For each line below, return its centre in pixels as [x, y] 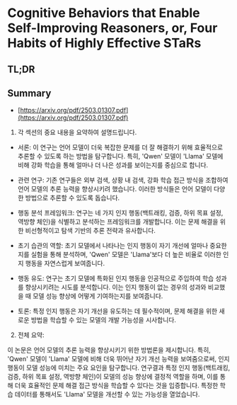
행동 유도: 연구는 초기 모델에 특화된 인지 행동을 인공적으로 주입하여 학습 [116, 278]
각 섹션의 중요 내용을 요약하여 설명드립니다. [77, 132]
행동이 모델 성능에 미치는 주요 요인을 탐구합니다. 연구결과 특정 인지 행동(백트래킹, [119, 368]
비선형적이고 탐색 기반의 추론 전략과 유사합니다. [90, 231]
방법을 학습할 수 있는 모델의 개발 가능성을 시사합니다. [104, 320]
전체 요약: [31, 335]
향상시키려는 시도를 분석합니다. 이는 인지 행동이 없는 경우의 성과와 [116, 287]
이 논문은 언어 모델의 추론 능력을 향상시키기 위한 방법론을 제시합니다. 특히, [109, 350]
